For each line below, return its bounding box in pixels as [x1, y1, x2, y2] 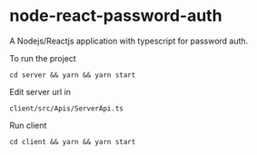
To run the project [9, 53, 77, 63]
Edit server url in [9, 86, 71, 97]
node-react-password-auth [9, 5, 222, 26]
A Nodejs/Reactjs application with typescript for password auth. [9, 35, 249, 46]
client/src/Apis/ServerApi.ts [9, 103, 124, 113]
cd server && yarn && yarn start [9, 70, 136, 80]
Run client [9, 120, 47, 131]
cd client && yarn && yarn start [9, 137, 136, 146]
